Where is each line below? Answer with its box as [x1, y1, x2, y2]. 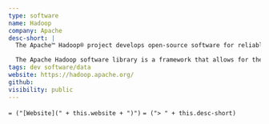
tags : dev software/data [8, 63, 91, 72]
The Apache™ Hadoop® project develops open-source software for [15, 42, 235, 50]
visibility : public [8, 86, 74, 94]
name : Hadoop [8, 19, 52, 27]
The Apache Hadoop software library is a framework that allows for [15, 56, 249, 64]
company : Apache [8, 26, 62, 34]
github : [8, 78, 34, 86]
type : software [8, 11, 59, 20]
